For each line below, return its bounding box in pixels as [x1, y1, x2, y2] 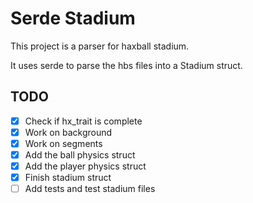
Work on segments [24, 137, 103, 149]
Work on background [24, 126, 113, 138]
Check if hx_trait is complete [24, 115, 143, 127]
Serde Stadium [10, 7, 136, 30]
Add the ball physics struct [24, 148, 136, 161]
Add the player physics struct [24, 160, 147, 172]
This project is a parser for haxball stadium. [10, 40, 190, 52]
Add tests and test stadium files [24, 183, 156, 195]
